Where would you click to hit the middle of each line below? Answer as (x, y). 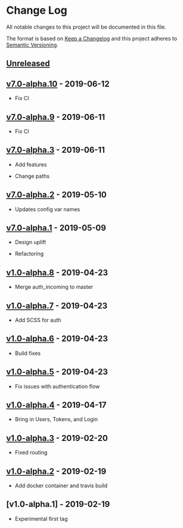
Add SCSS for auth (38, 320)
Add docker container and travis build (61, 486)
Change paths (32, 176)
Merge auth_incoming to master (54, 287)
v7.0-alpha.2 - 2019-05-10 (57, 195)
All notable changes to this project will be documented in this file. (86, 27)
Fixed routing (31, 453)
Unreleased (28, 64)
